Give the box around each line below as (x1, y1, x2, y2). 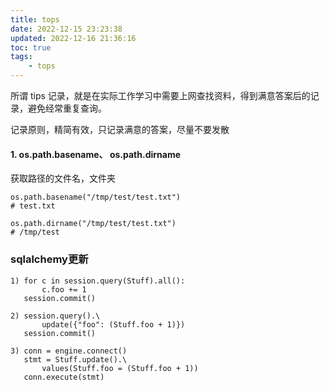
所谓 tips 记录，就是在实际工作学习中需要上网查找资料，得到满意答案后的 (10, 90, 311, 101)
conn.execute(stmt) (23, 372, 105, 382)
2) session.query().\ (10, 311, 101, 321)
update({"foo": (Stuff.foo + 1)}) (41, 319, 186, 330)
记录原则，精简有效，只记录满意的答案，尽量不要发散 (10, 124, 230, 135)
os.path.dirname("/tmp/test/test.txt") (10, 219, 177, 229)
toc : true (10, 42, 52, 53)
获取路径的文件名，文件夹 (10, 172, 116, 185)
